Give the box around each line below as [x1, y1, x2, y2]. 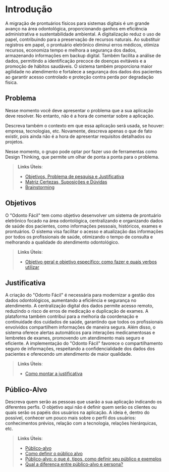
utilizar [25, 264, 39, 270]
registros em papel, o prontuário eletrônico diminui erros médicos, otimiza [5, 41, 159, 48]
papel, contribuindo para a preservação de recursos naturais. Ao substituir [5, 36, 160, 42]
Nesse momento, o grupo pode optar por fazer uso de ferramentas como [5, 148, 157, 155]
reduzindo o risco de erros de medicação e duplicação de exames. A [5, 308, 149, 314]
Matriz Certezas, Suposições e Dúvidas [25, 178, 107, 185]
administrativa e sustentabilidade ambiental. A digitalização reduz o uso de [5, 31, 161, 37]
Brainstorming [25, 184, 54, 190]
